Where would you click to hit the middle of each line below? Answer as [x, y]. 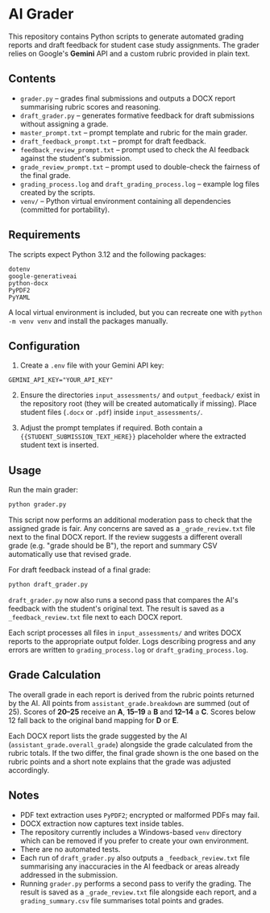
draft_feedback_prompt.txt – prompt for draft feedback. [113, 141]
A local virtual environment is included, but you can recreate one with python [135, 312]
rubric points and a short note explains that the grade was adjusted [120, 762]
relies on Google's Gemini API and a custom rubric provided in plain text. [129, 53]
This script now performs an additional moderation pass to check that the [130, 520]
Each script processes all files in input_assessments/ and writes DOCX [125, 633]
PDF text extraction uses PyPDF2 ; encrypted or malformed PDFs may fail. [140, 815]
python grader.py [37, 504]
